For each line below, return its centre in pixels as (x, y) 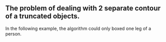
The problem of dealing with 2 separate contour (83, 8)
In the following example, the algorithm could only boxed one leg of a (78, 28)
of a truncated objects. (43, 16)
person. (14, 34)
